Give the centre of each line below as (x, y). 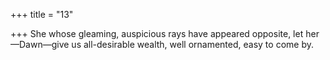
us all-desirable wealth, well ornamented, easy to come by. (192, 44)
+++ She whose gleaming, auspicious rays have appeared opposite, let (157, 33)
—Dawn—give (40, 44)
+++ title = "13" (42, 14)
